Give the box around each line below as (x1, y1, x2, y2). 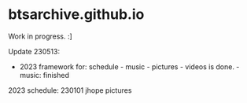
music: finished (19, 70, 69, 79)
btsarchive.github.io (8, 6, 145, 24)
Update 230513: (8, 46, 61, 56)
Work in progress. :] (8, 31, 72, 41)
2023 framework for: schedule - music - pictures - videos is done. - (19, 61, 240, 72)
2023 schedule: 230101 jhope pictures (8, 85, 132, 95)
